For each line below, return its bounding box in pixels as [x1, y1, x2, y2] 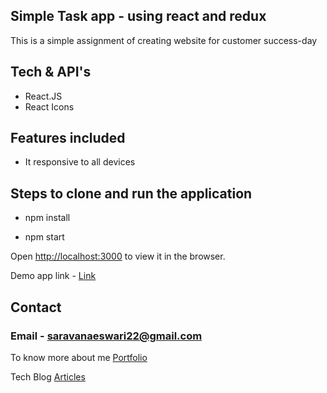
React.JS [24, 90, 63, 102]
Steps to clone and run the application [10, 185, 253, 202]
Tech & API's [10, 64, 92, 81]
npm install [24, 212, 71, 224]
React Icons [24, 100, 75, 113]
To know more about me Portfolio [10, 351, 148, 363]
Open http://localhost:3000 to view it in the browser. [10, 250, 226, 263]
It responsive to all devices [24, 156, 136, 168]
